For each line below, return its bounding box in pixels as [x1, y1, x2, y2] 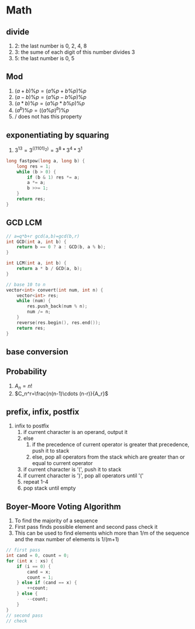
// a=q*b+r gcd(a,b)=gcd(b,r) [6, 233, 80, 239]
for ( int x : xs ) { [6, 558, 54, 564]
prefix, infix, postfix [6, 406, 80, 416]
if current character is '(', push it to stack [23, 466, 122, 473]
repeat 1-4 [23, 478, 49, 486]
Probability [6, 367, 47, 377]
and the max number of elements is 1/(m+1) [14, 536, 119, 543]
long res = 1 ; [16, 163, 51, 169]
